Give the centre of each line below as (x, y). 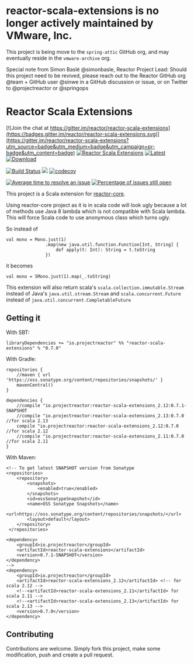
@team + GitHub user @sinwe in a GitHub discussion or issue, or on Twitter (97, 82)
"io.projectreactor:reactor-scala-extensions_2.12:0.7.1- (115, 405)
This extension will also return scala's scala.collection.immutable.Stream (95, 287)
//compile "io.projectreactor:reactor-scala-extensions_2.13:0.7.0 (100, 416)
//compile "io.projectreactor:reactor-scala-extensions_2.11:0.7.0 (100, 436)
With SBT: (18, 332)
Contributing (30, 634)
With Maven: (21, 457)
